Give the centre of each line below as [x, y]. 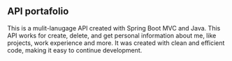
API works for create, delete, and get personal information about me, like [112, 35]
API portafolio [38, 11]
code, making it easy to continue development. [75, 50]
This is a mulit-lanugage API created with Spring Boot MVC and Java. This [114, 28]
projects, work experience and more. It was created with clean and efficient [116, 43]
